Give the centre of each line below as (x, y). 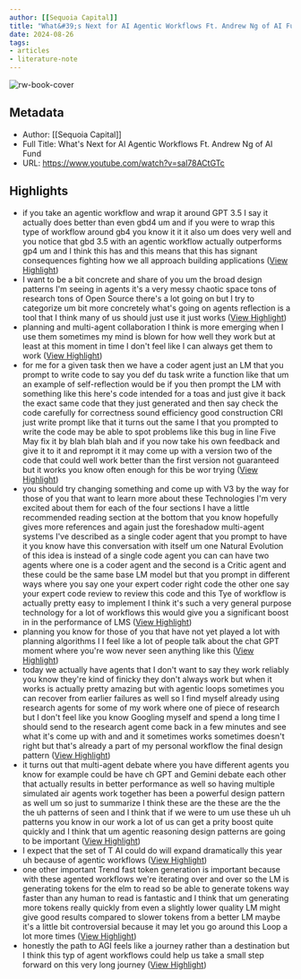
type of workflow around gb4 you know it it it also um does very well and (157, 232)
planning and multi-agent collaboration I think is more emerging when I (153, 327)
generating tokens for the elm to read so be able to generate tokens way (155, 889)
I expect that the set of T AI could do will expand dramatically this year (152, 850)
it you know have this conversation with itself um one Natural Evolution (153, 545)
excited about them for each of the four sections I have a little (136, 508)
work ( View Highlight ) (62, 356)
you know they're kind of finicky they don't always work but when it (147, 679)
